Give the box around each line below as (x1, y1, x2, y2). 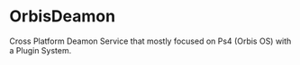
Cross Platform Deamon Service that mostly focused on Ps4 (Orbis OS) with (9, 36, 292, 46)
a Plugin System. (9, 45, 72, 55)
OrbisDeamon (9, 6, 115, 27)
